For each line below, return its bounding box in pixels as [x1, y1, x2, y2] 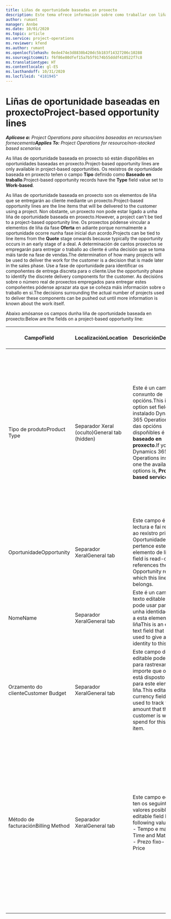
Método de [8, 815, 35, 823]
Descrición [132, 334, 160, 341]
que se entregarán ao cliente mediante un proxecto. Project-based [6, 197, 144, 203]
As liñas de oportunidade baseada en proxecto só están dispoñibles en [6, 155, 154, 161]
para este [132, 680, 155, 687]
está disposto [132, 674, 165, 681]
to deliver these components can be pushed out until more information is [6, 295, 158, 301]
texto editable [132, 595, 165, 602]
